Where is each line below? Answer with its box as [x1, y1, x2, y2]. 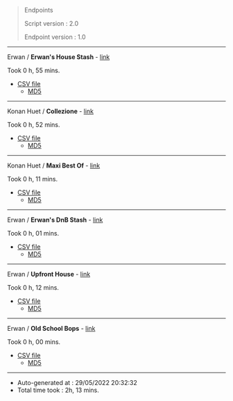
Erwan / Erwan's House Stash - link [7, 53, 110, 61]
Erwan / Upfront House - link [7, 270, 91, 278]
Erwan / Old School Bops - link [7, 325, 96, 332]
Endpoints [24, 6, 53, 14]
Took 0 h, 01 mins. [7, 229, 60, 237]
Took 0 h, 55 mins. [7, 66, 60, 74]
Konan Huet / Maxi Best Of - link [7, 161, 101, 170]
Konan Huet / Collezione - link [7, 107, 94, 115]
